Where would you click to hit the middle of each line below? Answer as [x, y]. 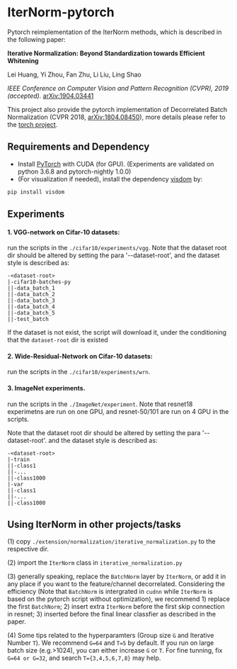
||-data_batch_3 [31, 301]
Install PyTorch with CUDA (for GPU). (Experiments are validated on [116, 164]
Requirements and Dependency [79, 147]
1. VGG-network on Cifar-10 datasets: [64, 232]
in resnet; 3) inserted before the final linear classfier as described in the [112, 614]
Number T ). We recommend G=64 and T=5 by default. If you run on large [111, 643]
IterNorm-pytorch [61, 12]
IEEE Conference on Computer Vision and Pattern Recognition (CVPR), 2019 [118, 88]
